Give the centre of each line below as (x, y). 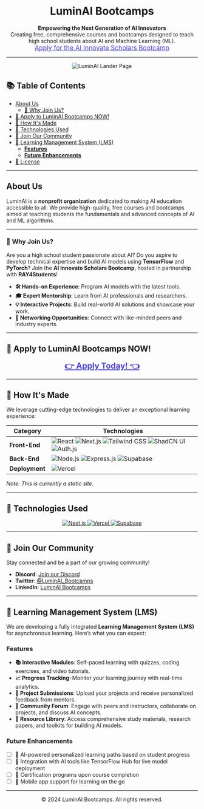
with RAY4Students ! (32, 274)
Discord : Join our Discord (47, 575)
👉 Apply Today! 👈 (102, 366)
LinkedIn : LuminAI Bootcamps (53, 587)
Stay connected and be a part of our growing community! (78, 562)
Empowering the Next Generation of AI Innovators (102, 28)
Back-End (24, 459)
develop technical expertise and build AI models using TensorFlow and (95, 261)
